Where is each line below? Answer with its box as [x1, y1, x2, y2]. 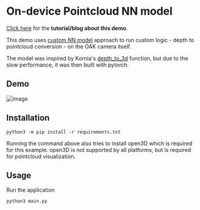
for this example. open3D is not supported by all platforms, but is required [6, 146, 191, 153]
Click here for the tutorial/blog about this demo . [6, 24, 128, 32]
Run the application [6, 186, 55, 194]
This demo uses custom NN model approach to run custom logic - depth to [6, 36, 195, 43]
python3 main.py [6, 198, 47, 205]
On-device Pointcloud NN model [6, 4, 173, 18]
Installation [6, 113, 50, 123]
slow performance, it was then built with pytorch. [6, 61, 129, 68]
